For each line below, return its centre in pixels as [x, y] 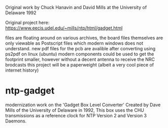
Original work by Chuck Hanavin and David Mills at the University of [76, 7]
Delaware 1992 [21, 13]
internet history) [22, 70]
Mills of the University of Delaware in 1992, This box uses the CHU [75, 110]
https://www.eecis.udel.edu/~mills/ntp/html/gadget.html [64, 28]
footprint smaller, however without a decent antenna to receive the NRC [80, 59]
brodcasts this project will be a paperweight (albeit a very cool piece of [80, 65]
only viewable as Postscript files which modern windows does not [74, 43]
